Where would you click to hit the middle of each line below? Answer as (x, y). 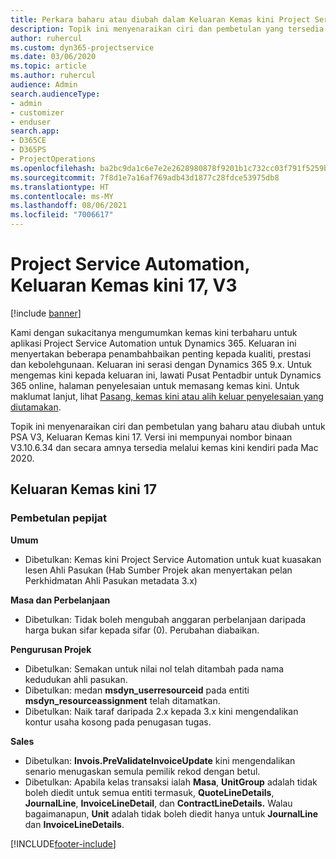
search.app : (35, 131)
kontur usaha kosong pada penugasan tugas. (118, 722)
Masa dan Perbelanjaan (60, 600)
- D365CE (28, 141)
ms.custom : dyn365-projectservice (82, 47)
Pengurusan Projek (51, 649)
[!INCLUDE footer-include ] (63, 843)
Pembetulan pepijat (59, 518)
